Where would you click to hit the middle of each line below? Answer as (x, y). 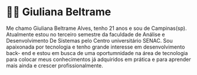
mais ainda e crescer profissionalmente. (55, 65)
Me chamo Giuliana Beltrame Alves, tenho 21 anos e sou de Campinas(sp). (96, 28)
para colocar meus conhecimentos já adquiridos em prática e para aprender (98, 59)
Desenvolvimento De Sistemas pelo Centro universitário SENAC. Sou (89, 40)
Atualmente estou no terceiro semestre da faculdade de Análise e (86, 34)
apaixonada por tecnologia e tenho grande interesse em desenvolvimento (96, 47)
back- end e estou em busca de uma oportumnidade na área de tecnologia (97, 53)
